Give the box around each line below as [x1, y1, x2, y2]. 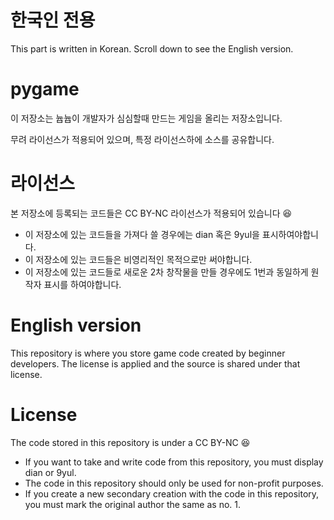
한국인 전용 [10, 9, 96, 32]
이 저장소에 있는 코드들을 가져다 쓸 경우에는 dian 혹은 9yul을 [24, 228, 260, 240]
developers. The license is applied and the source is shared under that [10, 357, 301, 370]
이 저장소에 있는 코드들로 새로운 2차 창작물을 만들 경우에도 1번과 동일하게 [24, 266, 309, 278]
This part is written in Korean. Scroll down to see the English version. [10, 42, 294, 55]
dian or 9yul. [24, 466, 77, 478]
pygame [10, 78, 80, 101]
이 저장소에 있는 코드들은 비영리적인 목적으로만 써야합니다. [24, 253, 253, 265]
